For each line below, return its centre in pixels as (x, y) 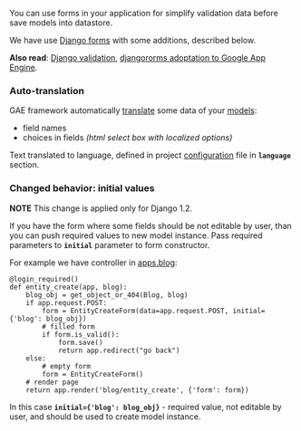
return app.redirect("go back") (119, 350)
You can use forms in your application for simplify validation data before (144, 13)
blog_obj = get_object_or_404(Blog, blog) (107, 295)
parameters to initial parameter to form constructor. (110, 244)
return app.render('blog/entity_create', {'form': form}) (137, 390)
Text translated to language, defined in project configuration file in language (150, 155)
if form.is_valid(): (81, 334)
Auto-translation (47, 91)
